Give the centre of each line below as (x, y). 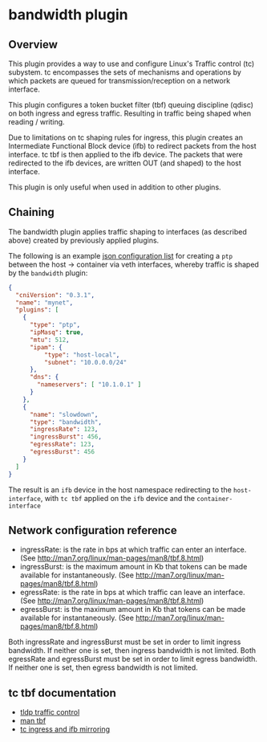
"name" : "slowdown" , (64, 414)
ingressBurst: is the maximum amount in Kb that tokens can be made (133, 567)
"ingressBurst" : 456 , (66, 437)
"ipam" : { (46, 347)
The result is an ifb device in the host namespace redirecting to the (120, 489)
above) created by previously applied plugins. (84, 240)
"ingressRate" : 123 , (64, 430)
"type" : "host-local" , (82, 355)
